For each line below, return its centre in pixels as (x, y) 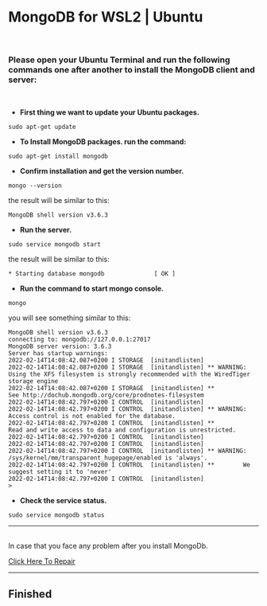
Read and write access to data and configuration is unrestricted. (122, 430)
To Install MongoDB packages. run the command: (103, 142)
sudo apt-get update (43, 127)
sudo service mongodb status (56, 515)
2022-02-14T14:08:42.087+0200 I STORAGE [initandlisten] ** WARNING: (128, 368)
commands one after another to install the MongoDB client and (132, 69)
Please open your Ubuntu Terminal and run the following (119, 60)
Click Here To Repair (42, 561)
